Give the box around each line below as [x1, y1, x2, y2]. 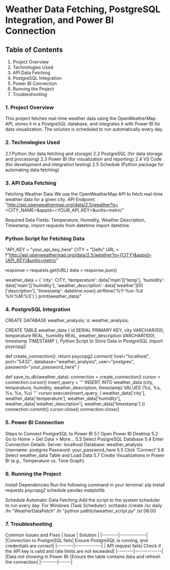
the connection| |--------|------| [5, 559, 73, 565]
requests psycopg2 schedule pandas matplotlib [5, 487, 105, 493]
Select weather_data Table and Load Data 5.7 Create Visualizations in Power [5, 452, 165, 458]
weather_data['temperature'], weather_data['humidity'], [5, 395, 121, 402]
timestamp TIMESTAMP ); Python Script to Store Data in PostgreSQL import [5, 338, 163, 344]
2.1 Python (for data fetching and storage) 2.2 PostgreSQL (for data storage [5, 150, 163, 156]
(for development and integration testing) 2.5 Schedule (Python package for [5, 161, 164, 167]
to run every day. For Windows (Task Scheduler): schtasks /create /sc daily [5, 502, 162, 509]
